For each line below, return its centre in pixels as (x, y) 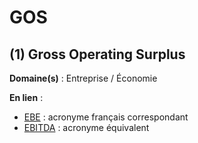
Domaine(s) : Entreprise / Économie (83, 78)
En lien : (26, 97)
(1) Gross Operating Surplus (97, 54)
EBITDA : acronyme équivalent (86, 127)
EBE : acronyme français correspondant (106, 117)
